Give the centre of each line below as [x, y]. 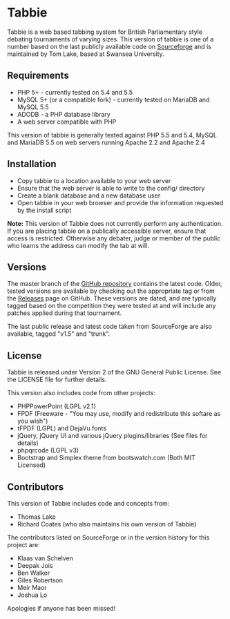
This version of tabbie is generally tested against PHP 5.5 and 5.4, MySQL [112, 135]
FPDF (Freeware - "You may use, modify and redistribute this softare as [119, 414]
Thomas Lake [37, 517]
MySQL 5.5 [33, 107]
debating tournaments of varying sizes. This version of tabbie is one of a [111, 39]
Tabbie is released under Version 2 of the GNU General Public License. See [114, 372]
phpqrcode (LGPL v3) [48, 450]
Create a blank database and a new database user [89, 196]
